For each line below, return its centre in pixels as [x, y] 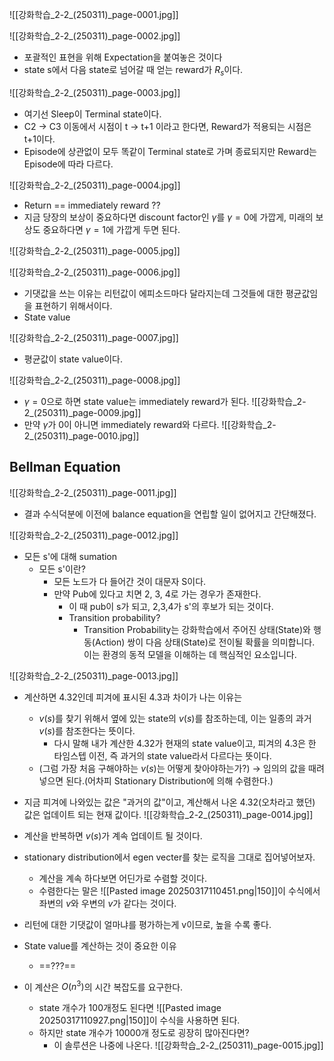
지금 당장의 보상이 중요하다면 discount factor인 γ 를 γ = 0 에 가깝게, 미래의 [168, 217]
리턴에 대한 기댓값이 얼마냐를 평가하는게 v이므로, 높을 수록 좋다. [147, 924]
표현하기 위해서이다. [73, 305]
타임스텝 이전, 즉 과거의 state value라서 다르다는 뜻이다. [162, 755]
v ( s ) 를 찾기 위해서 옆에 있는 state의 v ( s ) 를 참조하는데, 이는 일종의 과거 [175, 718]
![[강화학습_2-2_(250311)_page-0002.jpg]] [95, 36]
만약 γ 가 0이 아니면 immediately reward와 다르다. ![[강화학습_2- [150, 424]
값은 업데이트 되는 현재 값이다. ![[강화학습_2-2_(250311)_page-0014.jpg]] [168, 814]
